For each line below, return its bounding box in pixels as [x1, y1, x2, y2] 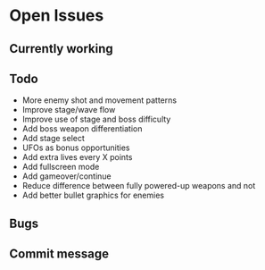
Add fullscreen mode [21, 162, 100, 173]
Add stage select [21, 133, 85, 144]
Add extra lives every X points [21, 152, 133, 163]
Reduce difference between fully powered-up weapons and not [21, 181, 256, 191]
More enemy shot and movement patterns [21, 95, 177, 105]
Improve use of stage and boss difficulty [21, 114, 171, 125]
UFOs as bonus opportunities [21, 142, 131, 153]
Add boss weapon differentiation [21, 123, 143, 134]
